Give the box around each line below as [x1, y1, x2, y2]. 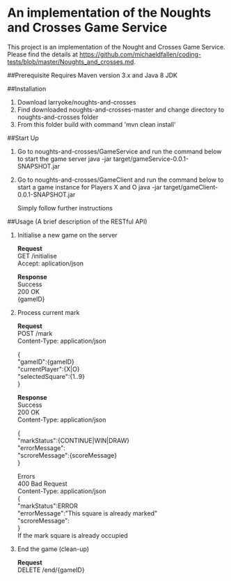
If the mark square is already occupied [17, 531, 129, 539]
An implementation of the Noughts [7, 5, 212, 21]
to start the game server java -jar [17, 155, 112, 163]
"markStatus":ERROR [17, 502, 79, 510]
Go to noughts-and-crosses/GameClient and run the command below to [17, 176, 224, 184]
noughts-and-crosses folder [17, 113, 99, 121]
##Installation [7, 84, 47, 93]
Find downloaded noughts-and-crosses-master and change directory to [17, 105, 225, 114]
